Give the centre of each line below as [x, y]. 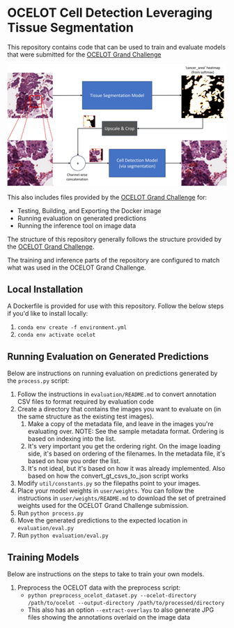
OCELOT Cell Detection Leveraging [110, 13]
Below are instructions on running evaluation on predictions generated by [112, 373]
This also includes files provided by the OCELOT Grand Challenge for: [107, 197]
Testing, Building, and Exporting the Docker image [89, 210]
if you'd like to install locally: [48, 314]
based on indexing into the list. [72, 439]
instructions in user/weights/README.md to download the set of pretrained [122, 498]
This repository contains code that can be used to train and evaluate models [117, 47]
